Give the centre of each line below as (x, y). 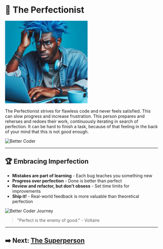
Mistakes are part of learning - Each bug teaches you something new (82, 175)
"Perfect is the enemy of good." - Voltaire (58, 220)
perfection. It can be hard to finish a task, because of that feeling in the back (81, 126)
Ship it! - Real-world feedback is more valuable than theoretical (75, 196)
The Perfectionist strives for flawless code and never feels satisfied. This (78, 111)
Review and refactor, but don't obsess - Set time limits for (71, 186)
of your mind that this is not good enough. (47, 132)
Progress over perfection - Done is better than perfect (67, 181)
